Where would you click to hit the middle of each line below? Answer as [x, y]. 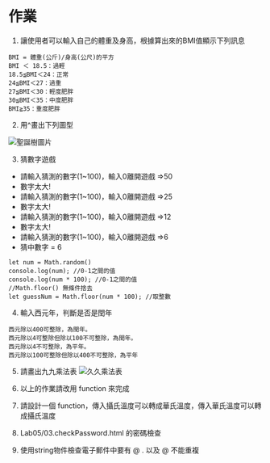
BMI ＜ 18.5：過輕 [37, 65]
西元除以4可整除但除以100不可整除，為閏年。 [73, 338]
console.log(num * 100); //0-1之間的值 [73, 280]
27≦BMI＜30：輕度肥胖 [41, 91]
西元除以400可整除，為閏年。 [50, 329]
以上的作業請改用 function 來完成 [75, 388]
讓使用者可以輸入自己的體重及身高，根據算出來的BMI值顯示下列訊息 [133, 40]
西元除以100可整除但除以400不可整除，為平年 [73, 355]
